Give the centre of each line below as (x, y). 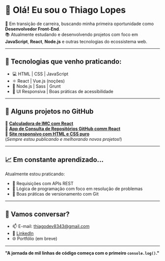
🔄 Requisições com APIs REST (43, 184)
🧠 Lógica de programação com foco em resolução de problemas (77, 189)
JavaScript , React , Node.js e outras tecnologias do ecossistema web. (76, 41)
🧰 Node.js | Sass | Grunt (36, 86)
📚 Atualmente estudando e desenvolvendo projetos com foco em (72, 34)
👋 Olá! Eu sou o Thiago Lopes (66, 10)
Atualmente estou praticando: (35, 174)
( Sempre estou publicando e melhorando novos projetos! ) (64, 139)
